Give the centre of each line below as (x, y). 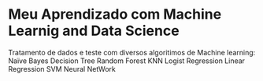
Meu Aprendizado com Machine (115, 14)
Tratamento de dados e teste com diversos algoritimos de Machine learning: (132, 52)
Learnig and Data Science (94, 31)
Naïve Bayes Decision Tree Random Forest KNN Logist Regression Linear (127, 61)
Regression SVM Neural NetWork (62, 69)
